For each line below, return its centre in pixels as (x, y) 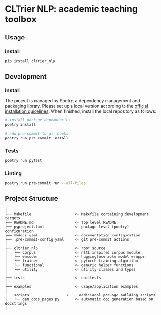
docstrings (16, 304)
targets (13, 218)
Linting (13, 173)
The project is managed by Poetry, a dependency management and (72, 101)
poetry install (20, 125)
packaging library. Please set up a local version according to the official (77, 106)
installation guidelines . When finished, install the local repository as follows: (81, 111)
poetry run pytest (24, 161)
